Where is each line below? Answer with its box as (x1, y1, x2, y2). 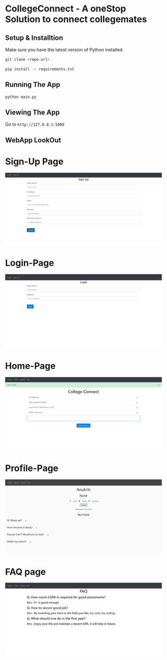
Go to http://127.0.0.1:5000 (5, 121, 65, 127)
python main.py (5, 94, 37, 99)
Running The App (5, 80, 61, 89)
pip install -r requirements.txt (5, 66, 75, 71)
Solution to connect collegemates (5, 13, 147, 25)
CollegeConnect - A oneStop (5, 3, 126, 14)
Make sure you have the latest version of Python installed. (5, 47, 124, 52)
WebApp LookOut (5, 136, 61, 144)
